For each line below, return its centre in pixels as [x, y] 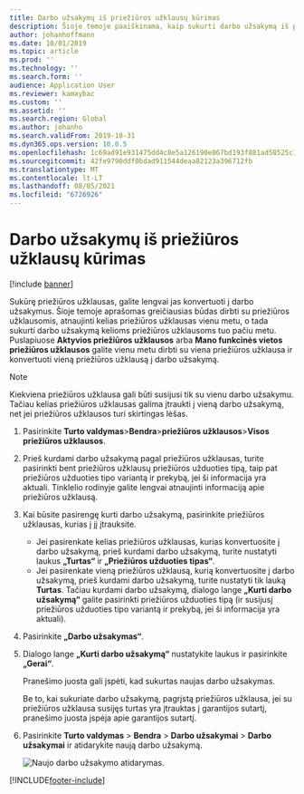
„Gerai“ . [38, 663]
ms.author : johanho [46, 128]
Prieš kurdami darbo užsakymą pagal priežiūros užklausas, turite [143, 458]
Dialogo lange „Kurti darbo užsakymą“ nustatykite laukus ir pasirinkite [155, 654]
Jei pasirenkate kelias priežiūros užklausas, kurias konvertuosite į [158, 541]
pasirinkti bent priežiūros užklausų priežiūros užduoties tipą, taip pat [150, 468]
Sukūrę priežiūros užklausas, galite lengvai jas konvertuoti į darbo [132, 301]
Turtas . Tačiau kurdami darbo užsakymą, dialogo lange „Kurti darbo [164, 589]
